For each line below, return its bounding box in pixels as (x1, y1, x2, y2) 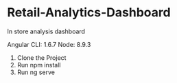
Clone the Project (16, 53, 67, 62)
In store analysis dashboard (7, 27, 86, 35)
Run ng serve (16, 68, 55, 76)
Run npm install (16, 61, 61, 69)
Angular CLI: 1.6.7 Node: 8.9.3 (7, 40, 91, 48)
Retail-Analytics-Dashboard (7, 5, 171, 20)
